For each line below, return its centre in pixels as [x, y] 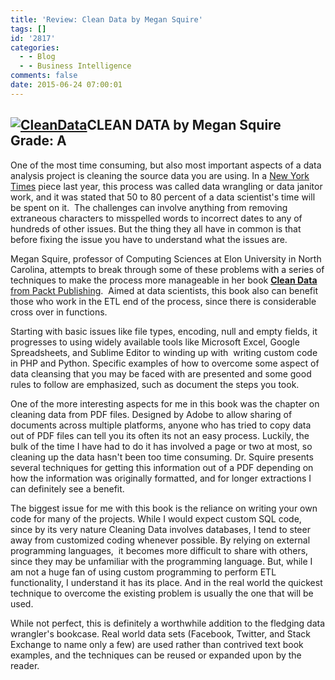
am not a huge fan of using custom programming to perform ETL [143, 572]
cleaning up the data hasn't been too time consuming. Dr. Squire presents [162, 457]
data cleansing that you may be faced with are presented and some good [161, 373]
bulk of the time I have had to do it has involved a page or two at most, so [161, 446]
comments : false [44, 76]
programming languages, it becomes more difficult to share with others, [159, 550]
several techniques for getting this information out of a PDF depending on [162, 467]
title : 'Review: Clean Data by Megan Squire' [106, 19]
